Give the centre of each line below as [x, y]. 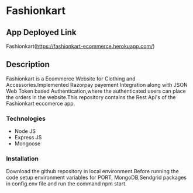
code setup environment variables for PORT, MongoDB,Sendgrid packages [96, 178]
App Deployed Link [42, 32]
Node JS [25, 131]
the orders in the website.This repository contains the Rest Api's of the [91, 97]
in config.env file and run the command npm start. [66, 184]
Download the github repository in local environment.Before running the [93, 171]
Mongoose [27, 143]
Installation [23, 159]
